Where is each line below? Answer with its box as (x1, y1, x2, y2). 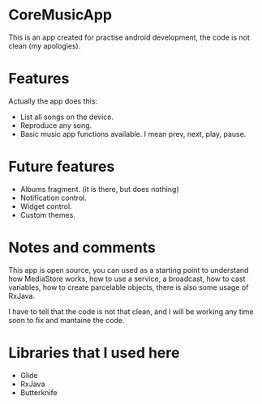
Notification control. (19, 193, 87, 202)
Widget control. (19, 201, 72, 211)
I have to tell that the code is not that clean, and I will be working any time (8, 306, 254, 317)
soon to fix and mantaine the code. (8, 315, 125, 325)
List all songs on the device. (19, 112, 114, 121)
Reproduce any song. (19, 120, 92, 130)
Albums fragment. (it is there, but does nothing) (19, 184, 180, 193)
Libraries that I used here (8, 343, 180, 362)
